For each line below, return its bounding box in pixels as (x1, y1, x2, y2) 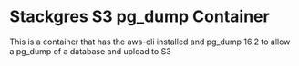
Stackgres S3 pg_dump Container (9, 6, 271, 27)
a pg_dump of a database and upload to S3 (9, 45, 171, 56)
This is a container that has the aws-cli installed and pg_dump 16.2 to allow (9, 36, 291, 47)
